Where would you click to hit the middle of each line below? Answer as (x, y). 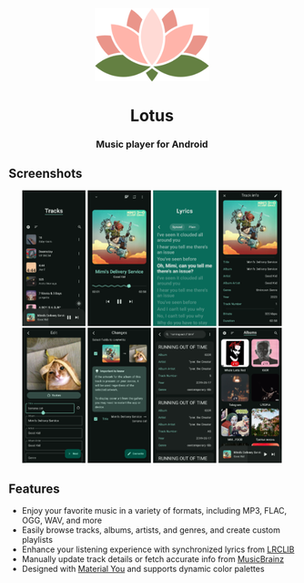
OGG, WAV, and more (61, 521)
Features (34, 489)
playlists (37, 540)
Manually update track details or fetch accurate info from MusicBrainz (152, 559)
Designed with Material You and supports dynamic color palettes (143, 569)
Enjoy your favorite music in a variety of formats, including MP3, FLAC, (154, 511)
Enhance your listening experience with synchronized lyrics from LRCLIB (158, 549)
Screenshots (46, 173)
